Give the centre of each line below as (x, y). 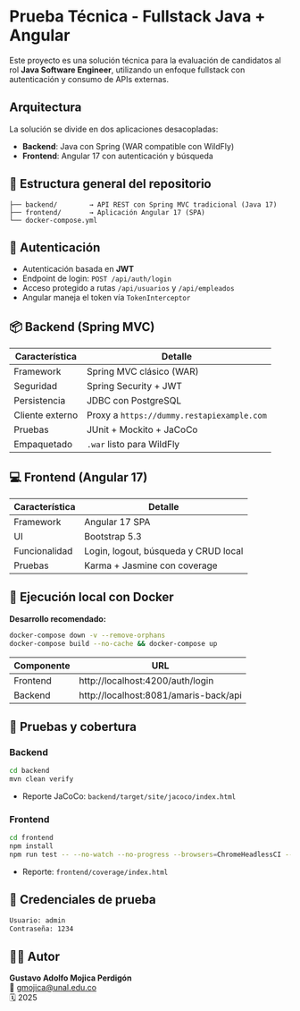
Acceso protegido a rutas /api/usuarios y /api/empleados (128, 288)
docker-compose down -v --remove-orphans (87, 635)
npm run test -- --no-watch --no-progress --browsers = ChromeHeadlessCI (145, 855)
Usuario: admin (37, 920)
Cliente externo (46, 415)
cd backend (29, 771)
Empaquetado (43, 445)
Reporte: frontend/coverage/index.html (95, 871)
